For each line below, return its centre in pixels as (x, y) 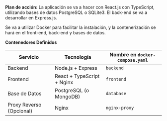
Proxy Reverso (25, 105)
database (116, 93)
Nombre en (123, 55)
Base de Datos (25, 93)
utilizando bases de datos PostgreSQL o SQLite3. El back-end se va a (76, 12)
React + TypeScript (77, 76)
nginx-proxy (120, 108)
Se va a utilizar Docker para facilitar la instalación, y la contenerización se (81, 27)
